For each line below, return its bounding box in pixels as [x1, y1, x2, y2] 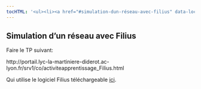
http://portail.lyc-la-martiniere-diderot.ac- [6, 58, 109, 66]
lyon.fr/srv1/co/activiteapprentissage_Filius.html [6, 65, 124, 72]
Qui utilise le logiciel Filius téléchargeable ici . [6, 76, 117, 84]
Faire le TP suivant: [6, 47, 54, 54]
